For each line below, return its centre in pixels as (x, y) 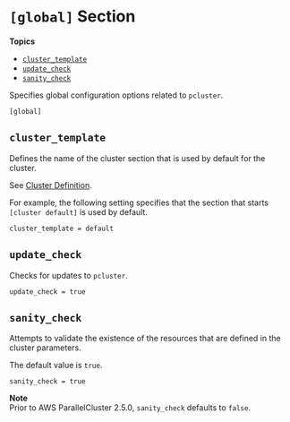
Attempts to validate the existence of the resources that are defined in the (145, 339)
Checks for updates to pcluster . (68, 275)
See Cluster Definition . (51, 185)
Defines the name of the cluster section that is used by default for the (137, 158)
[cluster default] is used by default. (78, 211)
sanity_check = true (48, 382)
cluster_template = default (62, 228)
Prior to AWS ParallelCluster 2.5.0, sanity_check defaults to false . (130, 408)
